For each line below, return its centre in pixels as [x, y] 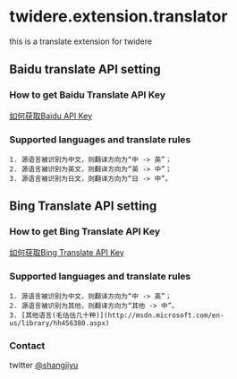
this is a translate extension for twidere [81, 41]
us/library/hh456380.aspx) [59, 323]
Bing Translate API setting [83, 207]
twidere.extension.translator [118, 17]
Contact [27, 345]
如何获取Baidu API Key [51, 116]
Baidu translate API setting [85, 69]
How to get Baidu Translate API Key [87, 95]
